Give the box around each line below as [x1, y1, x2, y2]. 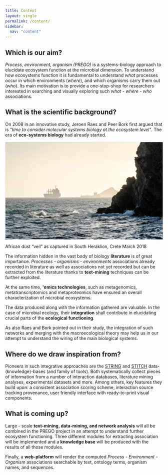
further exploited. [5, 274, 41, 280]
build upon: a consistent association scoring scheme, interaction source [5, 384, 153, 390]
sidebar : [5, 24, 23, 29]
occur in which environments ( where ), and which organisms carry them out [5, 77, 160, 83]
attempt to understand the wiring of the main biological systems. [5, 335, 138, 341]
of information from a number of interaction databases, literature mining [5, 374, 153, 380]
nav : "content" [9, 29, 41, 34]
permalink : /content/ [5, 18, 50, 23]
